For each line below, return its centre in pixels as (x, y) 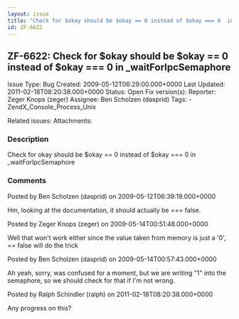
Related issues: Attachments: (50, 121)
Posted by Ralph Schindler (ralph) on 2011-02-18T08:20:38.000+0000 (110, 294)
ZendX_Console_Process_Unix (52, 107)
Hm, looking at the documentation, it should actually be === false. (104, 210)
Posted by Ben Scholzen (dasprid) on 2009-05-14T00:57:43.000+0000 (112, 259)
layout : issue (28, 14)
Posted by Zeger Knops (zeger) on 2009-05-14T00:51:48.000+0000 (108, 224)
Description (28, 140)
